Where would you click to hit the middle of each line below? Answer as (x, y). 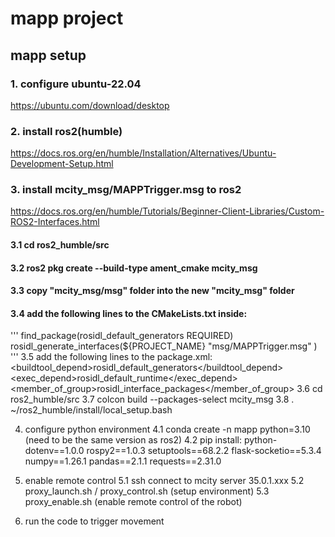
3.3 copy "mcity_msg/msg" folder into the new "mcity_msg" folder (152, 291)
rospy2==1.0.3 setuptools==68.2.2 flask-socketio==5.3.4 (204, 451)
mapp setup (48, 55)
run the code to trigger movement (94, 521)
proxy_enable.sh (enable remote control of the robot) (133, 502)
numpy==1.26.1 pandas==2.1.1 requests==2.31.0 (123, 461)
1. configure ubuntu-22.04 (76, 84)
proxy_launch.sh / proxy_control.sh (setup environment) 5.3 (147, 491)
